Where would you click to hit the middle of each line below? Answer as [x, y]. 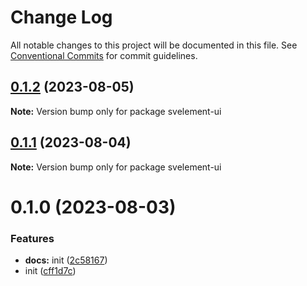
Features [32, 238]
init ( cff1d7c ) [50, 271]
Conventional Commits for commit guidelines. [104, 55]
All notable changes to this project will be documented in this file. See [154, 45]
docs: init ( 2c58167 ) [66, 260]
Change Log [61, 17]
